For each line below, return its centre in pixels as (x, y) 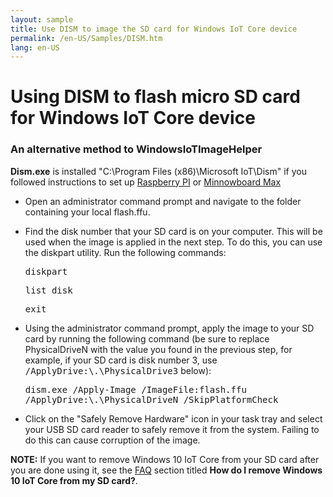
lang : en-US (35, 47)
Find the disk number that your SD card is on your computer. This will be (173, 231)
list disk (48, 290)
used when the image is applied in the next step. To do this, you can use (173, 242)
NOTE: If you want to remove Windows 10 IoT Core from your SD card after (165, 459)
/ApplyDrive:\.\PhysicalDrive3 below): (118, 370)
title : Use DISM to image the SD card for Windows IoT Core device (154, 29)
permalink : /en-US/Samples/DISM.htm (86, 38)
